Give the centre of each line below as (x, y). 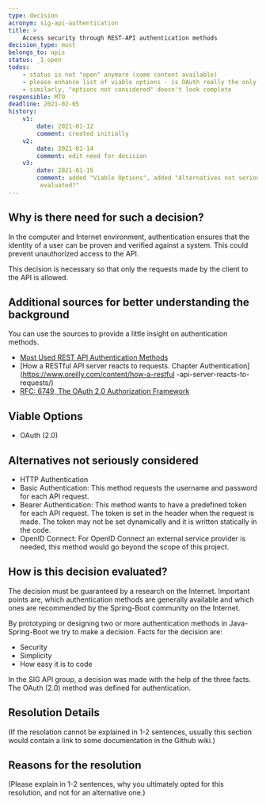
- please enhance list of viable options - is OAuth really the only (140, 82)
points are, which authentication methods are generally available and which (131, 599)
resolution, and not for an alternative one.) (77, 793)
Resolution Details (54, 713)
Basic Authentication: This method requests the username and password (138, 488)
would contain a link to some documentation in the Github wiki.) (112, 740)
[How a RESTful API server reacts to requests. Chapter (109, 366)
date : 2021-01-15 (65, 171)
